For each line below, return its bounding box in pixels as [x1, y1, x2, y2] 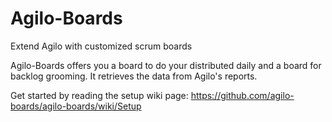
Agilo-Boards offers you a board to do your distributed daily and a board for [10, 59, 322, 71]
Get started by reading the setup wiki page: [10, 89, 189, 101]
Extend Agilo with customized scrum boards [10, 40, 193, 52]
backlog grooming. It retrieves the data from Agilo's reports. [10, 70, 258, 82]
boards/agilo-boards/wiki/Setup [10, 100, 142, 112]
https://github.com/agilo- [190, 89, 295, 101]
